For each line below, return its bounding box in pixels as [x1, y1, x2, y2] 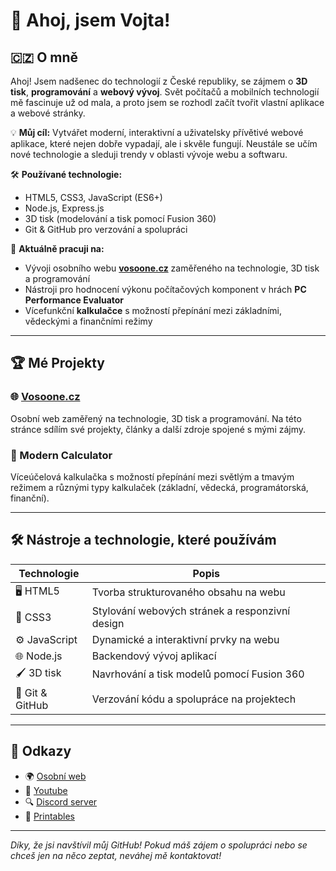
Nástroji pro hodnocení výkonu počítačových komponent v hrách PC [24, 284, 307, 295]
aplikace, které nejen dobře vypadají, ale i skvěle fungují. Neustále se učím [10, 138, 318, 149]
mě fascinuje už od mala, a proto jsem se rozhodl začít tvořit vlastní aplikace [10, 97, 325, 108]
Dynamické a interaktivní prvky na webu [91, 632, 280, 646]
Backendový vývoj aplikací [91, 649, 217, 663]
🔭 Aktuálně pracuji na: [10, 243, 105, 254]
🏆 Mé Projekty [10, 355, 105, 372]
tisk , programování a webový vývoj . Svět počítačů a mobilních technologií [10, 86, 320, 98]
